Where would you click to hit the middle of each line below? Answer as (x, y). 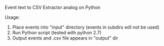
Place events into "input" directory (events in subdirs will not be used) (86, 27)
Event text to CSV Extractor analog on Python (53, 7)
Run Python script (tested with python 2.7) (57, 32)
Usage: (12, 17)
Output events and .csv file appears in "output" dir (65, 38)
